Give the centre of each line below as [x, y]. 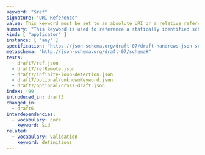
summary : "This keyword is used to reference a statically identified [98, 29]
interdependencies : [31, 114]
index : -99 [20, 92]
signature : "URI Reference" [42, 18]
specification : [26, 46]
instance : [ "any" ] [33, 40]
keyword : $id [34, 126]
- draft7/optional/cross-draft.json [58, 86]
